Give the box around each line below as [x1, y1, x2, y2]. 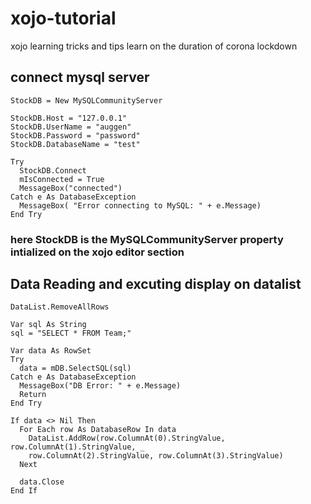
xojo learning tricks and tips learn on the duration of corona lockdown [10, 40, 298, 52]
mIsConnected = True [19, 174, 105, 184]
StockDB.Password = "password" [10, 130, 141, 141]
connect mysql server [10, 69, 150, 86]
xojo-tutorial [10, 7, 117, 30]
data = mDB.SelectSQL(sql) [19, 363, 132, 374]
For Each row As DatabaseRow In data [19, 425, 177, 435]
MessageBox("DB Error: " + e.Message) [19, 381, 182, 391]
